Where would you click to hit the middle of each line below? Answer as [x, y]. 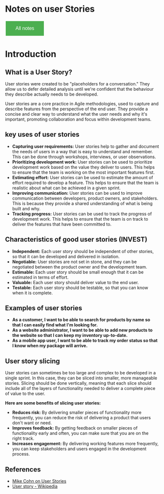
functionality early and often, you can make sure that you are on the [80, 433]
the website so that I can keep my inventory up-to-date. [70, 335]
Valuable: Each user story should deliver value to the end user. [75, 282]
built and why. [26, 208]
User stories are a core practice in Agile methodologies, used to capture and [82, 103]
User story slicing [32, 361]
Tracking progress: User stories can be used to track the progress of [82, 214]
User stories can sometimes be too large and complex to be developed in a [81, 373]
